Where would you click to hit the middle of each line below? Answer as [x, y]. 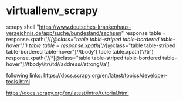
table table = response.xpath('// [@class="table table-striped [102, 45]
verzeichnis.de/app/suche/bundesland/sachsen [64, 33]
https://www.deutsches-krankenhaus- [85, 27]
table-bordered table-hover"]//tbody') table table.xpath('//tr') [80, 51]
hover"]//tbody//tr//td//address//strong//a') [58, 64]
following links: [24, 75]
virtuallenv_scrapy [52, 11]
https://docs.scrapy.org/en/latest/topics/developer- [106, 75]
